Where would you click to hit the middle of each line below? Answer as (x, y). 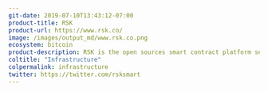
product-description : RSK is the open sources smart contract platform (130, 52)
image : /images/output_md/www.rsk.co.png (78, 38)
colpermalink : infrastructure (59, 67)
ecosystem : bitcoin (41, 45)
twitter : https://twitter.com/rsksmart (75, 74)
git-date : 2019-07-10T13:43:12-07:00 (71, 15)
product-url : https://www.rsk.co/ (66, 30)
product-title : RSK (41, 23)
